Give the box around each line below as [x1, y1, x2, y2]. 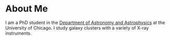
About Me [5, 3, 48, 14]
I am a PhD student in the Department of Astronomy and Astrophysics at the [5, 19, 165, 25]
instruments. [5, 30, 32, 36]
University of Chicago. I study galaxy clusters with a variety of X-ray [5, 24, 149, 30]
